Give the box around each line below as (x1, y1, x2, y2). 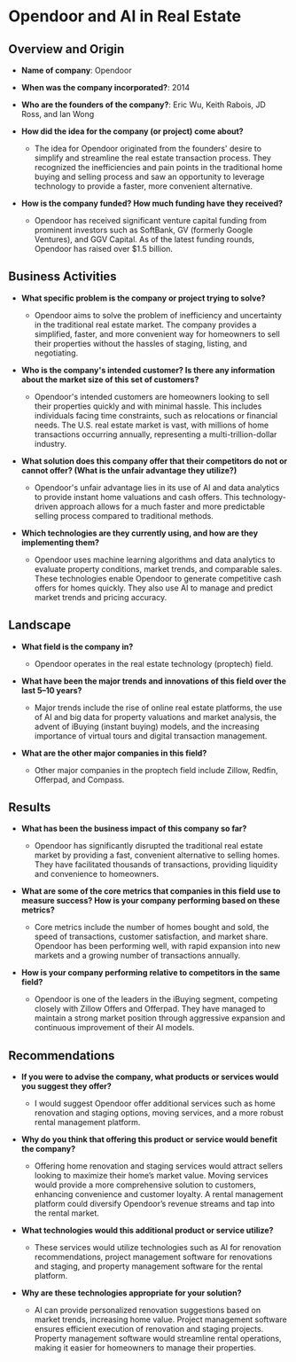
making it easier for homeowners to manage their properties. (34, 1342, 257, 1353)
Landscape (8, 618, 72, 633)
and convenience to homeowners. (34, 869, 160, 880)
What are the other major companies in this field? (20, 748, 207, 758)
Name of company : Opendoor (20, 65, 132, 75)
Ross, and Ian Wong (20, 109, 95, 119)
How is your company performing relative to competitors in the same (20, 967, 281, 978)
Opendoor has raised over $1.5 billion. (34, 244, 174, 254)
